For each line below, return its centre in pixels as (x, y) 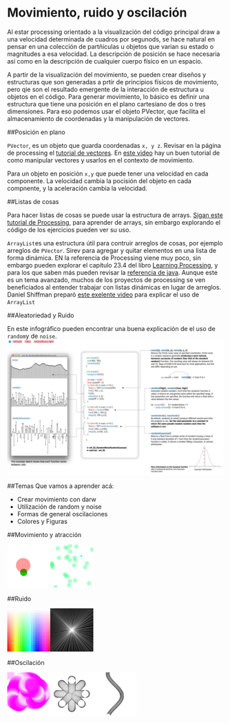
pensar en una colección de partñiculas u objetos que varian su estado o (111, 46)
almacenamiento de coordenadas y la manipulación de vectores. (99, 118)
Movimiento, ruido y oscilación (97, 13)
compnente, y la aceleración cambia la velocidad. (77, 188)
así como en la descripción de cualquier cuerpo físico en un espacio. (105, 61)
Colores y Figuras (42, 521)
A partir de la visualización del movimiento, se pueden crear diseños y (107, 75)
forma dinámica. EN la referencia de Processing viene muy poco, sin (104, 258)
